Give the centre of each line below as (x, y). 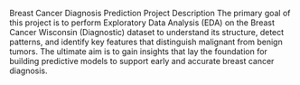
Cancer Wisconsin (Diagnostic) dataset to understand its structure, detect (147, 32)
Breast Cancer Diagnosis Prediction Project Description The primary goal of (150, 13)
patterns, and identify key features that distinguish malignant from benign (146, 42)
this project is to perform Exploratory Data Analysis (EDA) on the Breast (142, 23)
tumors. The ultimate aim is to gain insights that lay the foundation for (139, 52)
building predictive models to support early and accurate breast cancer (142, 61)
